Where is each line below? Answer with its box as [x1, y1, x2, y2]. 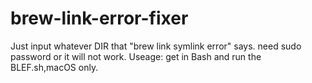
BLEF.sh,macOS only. [10, 61, 99, 73]
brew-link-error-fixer [10, 7, 189, 30]
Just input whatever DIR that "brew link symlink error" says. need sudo [10, 40, 302, 52]
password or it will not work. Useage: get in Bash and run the [10, 50, 262, 62]
